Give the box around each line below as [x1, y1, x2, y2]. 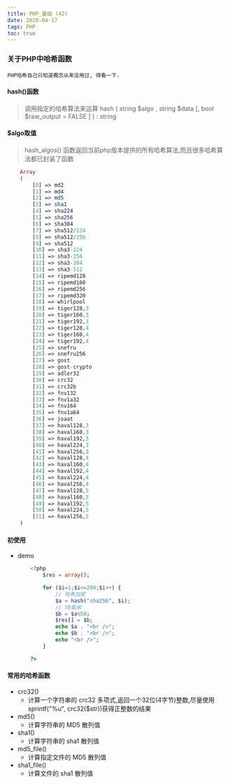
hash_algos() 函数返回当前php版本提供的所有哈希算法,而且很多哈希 [24, 145, 217, 154]
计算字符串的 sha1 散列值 [27, 736, 100, 745]
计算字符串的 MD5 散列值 [27, 720, 101, 729]
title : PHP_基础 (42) [7, 10, 69, 17]
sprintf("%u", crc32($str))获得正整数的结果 [27, 704, 152, 713]
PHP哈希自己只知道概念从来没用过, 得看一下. [7, 71, 120, 79]
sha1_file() [17, 760, 47, 769]
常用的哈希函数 [7, 671, 50, 680]
